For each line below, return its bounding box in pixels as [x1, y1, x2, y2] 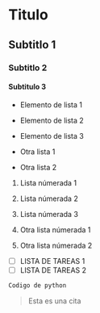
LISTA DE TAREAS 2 [19, 265, 87, 275]
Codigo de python [8, 281, 67, 290]
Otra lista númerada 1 [19, 224, 91, 235]
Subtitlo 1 [8, 38, 56, 52]
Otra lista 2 [19, 162, 57, 172]
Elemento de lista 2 [19, 115, 85, 125]
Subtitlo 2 [8, 62, 48, 73]
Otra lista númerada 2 [19, 240, 93, 250]
